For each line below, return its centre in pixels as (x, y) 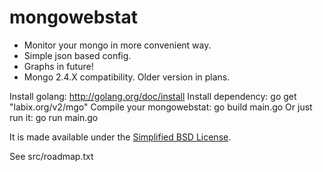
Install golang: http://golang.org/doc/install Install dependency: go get (153, 96)
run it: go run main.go (54, 117)
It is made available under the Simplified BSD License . (120, 137)
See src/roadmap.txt (51, 156)
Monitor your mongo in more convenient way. (117, 45)
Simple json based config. (77, 55)
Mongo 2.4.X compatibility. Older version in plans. (127, 77)
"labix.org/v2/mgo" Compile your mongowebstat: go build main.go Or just (161, 107)
